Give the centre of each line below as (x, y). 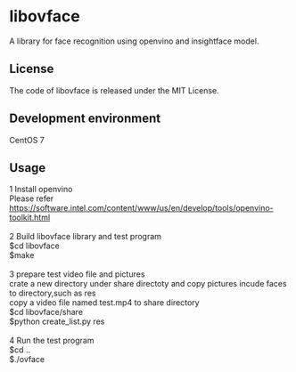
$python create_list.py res (57, 321)
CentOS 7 (27, 140)
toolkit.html (30, 218)
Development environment (85, 119)
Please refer (32, 198)
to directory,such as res (53, 293)
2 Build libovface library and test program (86, 237)
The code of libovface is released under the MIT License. (115, 90)
